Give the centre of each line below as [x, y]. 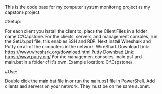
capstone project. [23, 12]
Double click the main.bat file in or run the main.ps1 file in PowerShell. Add [80, 81]
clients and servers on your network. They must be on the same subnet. [78, 86]
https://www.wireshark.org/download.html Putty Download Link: [70, 52]
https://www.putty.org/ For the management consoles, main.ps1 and [74, 57]
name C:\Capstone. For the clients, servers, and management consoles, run [81, 36]
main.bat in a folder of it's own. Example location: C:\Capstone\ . [70, 62]
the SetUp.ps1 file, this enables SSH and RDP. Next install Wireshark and [78, 41]
